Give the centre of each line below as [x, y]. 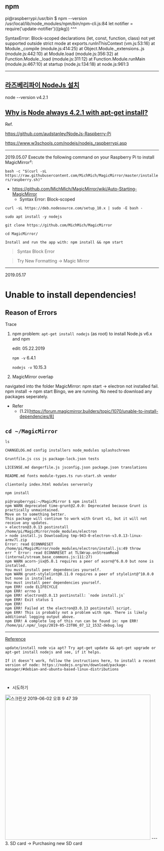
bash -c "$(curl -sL [26, 171]
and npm [21, 339]
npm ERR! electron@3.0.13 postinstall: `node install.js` [65, 596]
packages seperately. [27, 397]
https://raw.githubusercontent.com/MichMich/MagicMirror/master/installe [82, 176]
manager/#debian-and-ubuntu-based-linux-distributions [62, 669]
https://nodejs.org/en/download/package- [85, 665]
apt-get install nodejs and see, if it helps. [53, 652]
